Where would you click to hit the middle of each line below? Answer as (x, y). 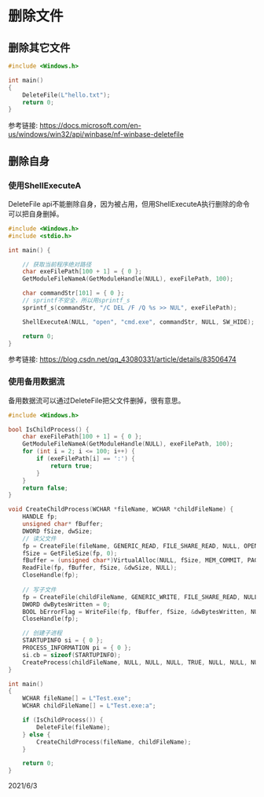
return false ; (45, 488)
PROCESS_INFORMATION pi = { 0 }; (77, 648)
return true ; (71, 466)
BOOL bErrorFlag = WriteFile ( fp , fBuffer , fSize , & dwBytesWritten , (135, 612)
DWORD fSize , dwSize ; (57, 531)
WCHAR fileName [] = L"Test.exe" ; (77, 699)
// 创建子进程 (42, 634)
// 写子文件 (39, 589)
